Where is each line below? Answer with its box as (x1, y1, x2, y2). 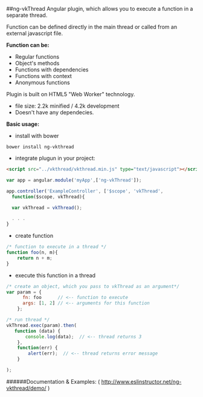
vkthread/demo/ (6, 384, 47, 392)
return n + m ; (17, 255, 53, 261)
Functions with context (14, 73, 72, 79)
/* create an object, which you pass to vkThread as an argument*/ (6, 283, 180, 289)
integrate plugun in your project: (14, 154, 95, 162)
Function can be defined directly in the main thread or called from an (6, 24, 177, 30)
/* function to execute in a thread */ (6, 244, 107, 250)
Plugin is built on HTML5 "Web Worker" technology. (6, 91, 135, 97)
